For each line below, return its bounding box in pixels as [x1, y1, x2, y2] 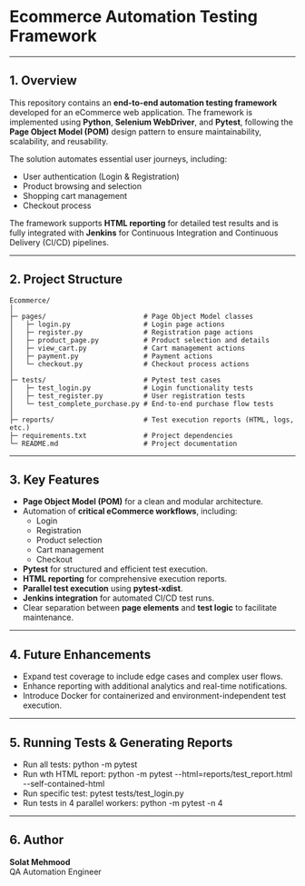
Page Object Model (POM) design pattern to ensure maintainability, [9, 125, 261, 137]
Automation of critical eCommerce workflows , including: [22, 506, 238, 517]
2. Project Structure [9, 272, 123, 287]
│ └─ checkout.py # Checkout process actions [9, 359, 250, 369]
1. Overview [9, 73, 77, 88]
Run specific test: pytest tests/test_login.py [22, 788, 184, 799]
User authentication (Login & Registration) [22, 171, 180, 182]
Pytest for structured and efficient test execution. [22, 563, 209, 574]
